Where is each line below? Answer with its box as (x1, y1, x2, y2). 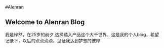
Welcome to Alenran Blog (5, 18, 85, 26)
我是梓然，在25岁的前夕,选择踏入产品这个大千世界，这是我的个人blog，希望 (5, 32, 159, 37)
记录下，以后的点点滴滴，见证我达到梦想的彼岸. (5, 37, 102, 43)
